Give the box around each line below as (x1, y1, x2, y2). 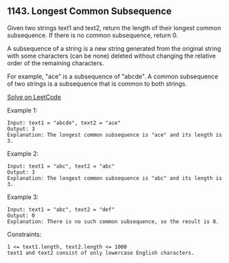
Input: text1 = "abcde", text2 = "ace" (7, 119, 121, 126)
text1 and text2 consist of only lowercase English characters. (7, 249, 195, 256)
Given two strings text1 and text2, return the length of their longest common (7, 23, 221, 32)
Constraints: (7, 230, 42, 238)
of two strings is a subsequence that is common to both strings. (7, 79, 187, 88)
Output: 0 (7, 212, 36, 219)
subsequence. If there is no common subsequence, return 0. (7, 31, 178, 39)
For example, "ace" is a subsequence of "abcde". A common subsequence (7, 72, 219, 80)
